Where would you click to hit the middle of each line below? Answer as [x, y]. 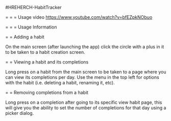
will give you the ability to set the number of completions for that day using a [86, 108]
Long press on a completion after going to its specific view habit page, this [84, 102]
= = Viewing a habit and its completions [47, 62]
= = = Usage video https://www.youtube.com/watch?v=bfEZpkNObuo [79, 17]
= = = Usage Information [31, 27]
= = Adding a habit [25, 37]
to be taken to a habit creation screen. [45, 52]
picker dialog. [20, 113]
